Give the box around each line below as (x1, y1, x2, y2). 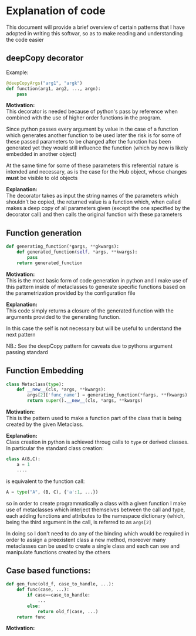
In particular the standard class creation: (6, 445, 104, 451)
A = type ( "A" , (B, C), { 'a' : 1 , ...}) (6, 489, 99, 495)
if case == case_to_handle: (27, 592, 91, 598)
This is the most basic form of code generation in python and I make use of (6, 277, 188, 284)
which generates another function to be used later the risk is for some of (6, 132, 182, 139)
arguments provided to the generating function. (6, 313, 121, 320)
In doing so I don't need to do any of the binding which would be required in (6, 530, 190, 537)
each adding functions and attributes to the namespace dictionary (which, (6, 512, 185, 519)
